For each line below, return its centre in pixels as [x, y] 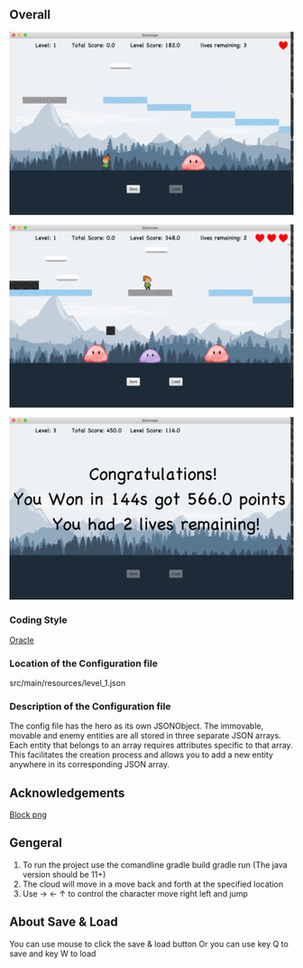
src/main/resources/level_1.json [68, 682]
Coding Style [38, 620]
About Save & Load [64, 922]
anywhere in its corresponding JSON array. [89, 765]
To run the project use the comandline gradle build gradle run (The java [155, 865]
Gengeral [36, 843]
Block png [28, 815]
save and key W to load [53, 954]
